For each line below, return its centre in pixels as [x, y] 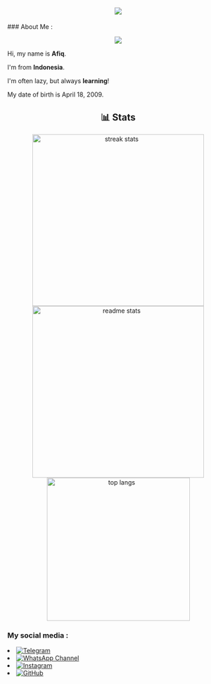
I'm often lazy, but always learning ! [58, 80]
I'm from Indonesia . [36, 67]
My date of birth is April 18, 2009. [56, 94]
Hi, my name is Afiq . [37, 54]
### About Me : [30, 26]
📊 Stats [118, 117]
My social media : [38, 635]
